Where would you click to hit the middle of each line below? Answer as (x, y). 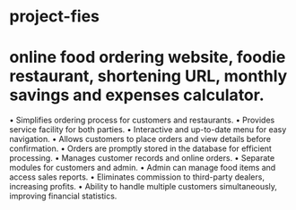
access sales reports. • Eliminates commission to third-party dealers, (137, 177)
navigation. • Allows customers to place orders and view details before (140, 139)
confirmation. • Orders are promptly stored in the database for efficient (140, 148)
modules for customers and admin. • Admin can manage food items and (143, 168)
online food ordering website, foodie (148, 58)
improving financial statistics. (63, 196)
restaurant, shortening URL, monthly (148, 76)
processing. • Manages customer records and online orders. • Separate (142, 158)
